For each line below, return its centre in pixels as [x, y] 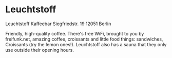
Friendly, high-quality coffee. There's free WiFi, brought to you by [75, 33]
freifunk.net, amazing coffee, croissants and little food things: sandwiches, [84, 39]
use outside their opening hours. [40, 50]
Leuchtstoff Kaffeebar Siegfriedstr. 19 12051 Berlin [58, 24]
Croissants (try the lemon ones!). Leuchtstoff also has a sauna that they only [86, 44]
